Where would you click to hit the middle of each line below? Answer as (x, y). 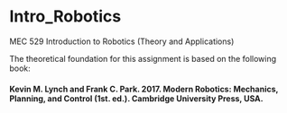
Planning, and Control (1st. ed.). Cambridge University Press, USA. (136, 98)
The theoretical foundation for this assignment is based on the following (143, 58)
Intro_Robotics (65, 17)
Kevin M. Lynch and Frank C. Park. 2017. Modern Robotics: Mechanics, (144, 89)
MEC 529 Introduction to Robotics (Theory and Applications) (122, 41)
